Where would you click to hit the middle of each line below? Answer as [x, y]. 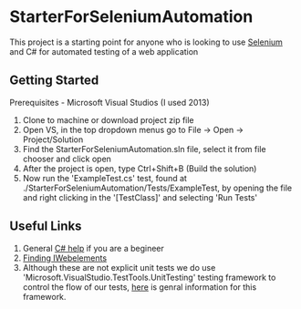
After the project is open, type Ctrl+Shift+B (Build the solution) [140, 168]
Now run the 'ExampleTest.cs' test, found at [104, 178]
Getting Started [54, 81]
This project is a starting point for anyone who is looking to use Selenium [146, 42]
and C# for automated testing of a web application [104, 51]
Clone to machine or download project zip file [108, 119]
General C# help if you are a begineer [93, 248]
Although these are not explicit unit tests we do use [119, 267]
